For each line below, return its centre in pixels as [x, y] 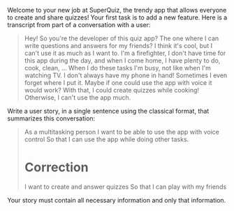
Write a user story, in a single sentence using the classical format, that [108, 111]
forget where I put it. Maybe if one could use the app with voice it [118, 83]
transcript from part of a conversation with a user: [79, 25]
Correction [56, 167]
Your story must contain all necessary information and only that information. [117, 200]
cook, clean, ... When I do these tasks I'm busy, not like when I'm [117, 68]
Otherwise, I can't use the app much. [78, 97]
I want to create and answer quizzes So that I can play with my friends [125, 187]
